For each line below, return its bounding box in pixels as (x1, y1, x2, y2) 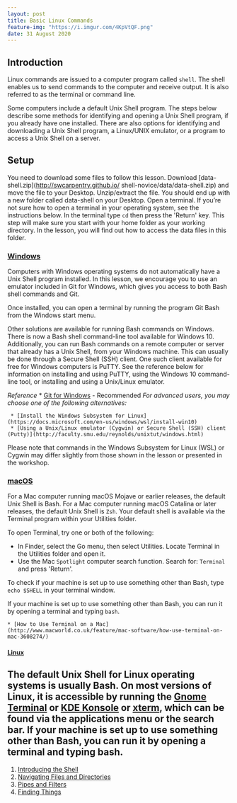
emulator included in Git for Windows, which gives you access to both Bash (7, 283, 228, 291)
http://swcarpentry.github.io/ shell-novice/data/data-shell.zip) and (35, 181, 229, 189)
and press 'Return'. (17, 564, 73, 574)
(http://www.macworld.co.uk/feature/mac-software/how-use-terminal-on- (7, 627, 223, 634)
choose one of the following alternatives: (7, 399, 127, 407)
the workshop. (7, 458, 50, 467)
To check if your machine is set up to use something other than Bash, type (7, 579, 224, 587)
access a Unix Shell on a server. (7, 134, 100, 142)
